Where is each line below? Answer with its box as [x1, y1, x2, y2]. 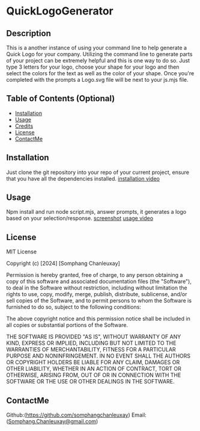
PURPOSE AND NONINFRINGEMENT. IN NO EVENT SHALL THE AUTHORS [6, 352, 191, 359]
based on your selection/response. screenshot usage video [6, 215, 154, 222]
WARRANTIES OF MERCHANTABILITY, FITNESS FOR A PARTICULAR [6, 346, 176, 353]
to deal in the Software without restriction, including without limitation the [6, 284, 187, 291]
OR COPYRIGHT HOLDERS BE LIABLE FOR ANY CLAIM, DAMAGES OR [6, 359, 180, 366]
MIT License [6, 248, 37, 255]
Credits [14, 122, 34, 129]
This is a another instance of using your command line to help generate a [6, 44, 187, 51]
